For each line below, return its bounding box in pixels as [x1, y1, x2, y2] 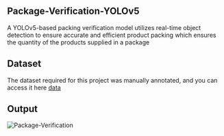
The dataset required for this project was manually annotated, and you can [7, 76, 218, 84]
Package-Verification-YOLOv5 [7, 5, 140, 17]
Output [7, 103, 38, 115]
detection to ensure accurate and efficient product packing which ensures [7, 31, 216, 39]
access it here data [7, 83, 62, 92]
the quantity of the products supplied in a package [7, 38, 150, 46]
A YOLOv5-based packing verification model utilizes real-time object [7, 23, 201, 31]
